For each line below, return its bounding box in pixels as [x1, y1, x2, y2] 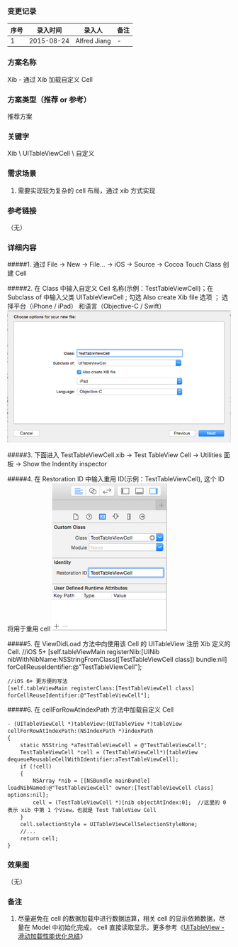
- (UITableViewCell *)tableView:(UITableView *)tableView [7, 720, 182, 727]
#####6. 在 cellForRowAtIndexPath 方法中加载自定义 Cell [7, 705, 174, 714]
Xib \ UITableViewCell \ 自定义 [7, 149, 95, 158]
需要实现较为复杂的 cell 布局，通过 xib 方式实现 [17, 186, 156, 195]
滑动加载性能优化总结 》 [17, 932, 86, 941]
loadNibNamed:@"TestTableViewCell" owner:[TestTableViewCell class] [7, 784, 214, 791]
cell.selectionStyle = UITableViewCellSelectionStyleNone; [20, 820, 198, 828]
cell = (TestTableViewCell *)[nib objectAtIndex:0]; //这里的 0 [33, 798, 227, 806]
